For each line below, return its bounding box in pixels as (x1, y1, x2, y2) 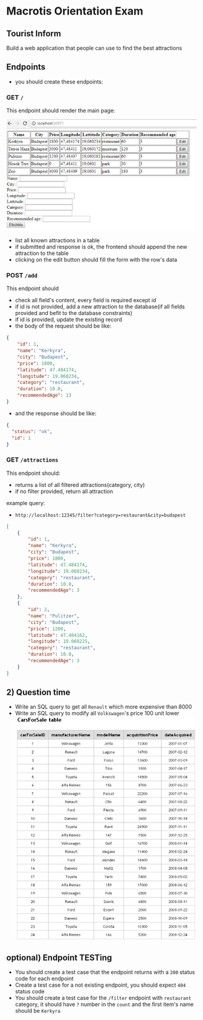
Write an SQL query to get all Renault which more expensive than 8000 (14, 703, 192, 710)
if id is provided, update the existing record (14, 316, 123, 323)
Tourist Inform (6, 28, 62, 39)
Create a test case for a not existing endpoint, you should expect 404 (14, 981, 186, 989)
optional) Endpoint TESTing (6, 952, 112, 962)
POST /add (6, 271, 38, 279)
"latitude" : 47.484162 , (28, 632, 88, 638)
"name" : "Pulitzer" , (28, 613, 80, 619)
